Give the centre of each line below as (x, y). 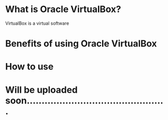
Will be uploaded (41, 90)
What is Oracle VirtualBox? (63, 9)
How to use (29, 67)
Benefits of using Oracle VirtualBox (81, 44)
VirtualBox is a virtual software (37, 23)
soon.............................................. (84, 101)
